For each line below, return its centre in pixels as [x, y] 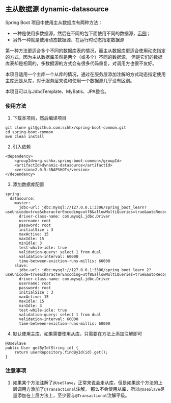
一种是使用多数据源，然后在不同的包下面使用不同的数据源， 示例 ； [82, 33]
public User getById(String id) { [42, 348]
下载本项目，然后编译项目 [39, 118]
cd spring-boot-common [29, 132]
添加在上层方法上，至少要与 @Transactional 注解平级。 [73, 395]
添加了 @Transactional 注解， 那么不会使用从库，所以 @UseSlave [95, 389]
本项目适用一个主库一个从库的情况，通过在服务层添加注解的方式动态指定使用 [85, 74]
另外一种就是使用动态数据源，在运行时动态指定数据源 [68, 39]
